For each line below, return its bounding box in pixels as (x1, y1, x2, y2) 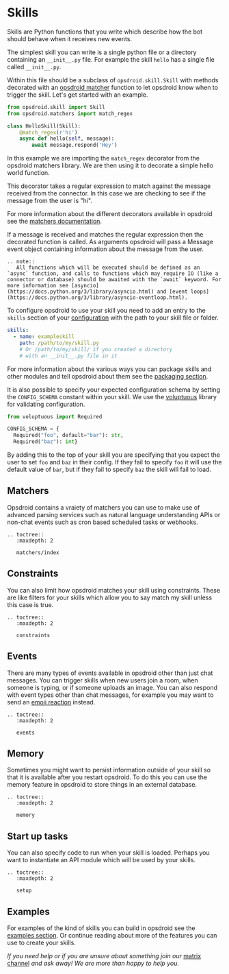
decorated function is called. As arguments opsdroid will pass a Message (7, 238, 214, 246)
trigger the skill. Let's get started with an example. (7, 91, 148, 99)
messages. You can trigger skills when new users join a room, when (7, 676, 198, 684)
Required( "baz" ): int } (13, 438, 78, 445)
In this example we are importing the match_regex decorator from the (7, 154, 200, 163)
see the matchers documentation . (7, 217, 103, 226)
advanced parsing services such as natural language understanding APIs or (7, 510, 221, 519)
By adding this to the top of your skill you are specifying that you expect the (7, 451, 221, 459)
